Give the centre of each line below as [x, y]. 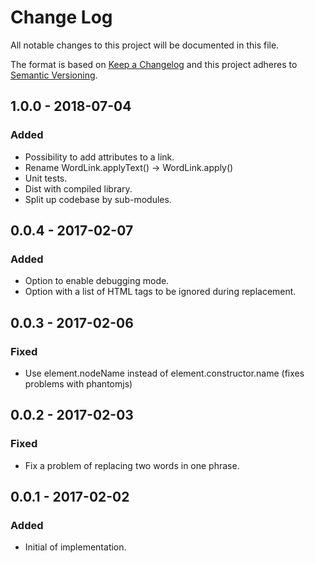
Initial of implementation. [75, 547]
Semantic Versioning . [54, 75]
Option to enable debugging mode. [97, 281]
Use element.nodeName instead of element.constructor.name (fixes [164, 373]
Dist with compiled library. [78, 188]
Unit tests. [46, 178]
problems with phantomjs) [78, 384]
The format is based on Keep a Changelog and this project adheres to [154, 64]
